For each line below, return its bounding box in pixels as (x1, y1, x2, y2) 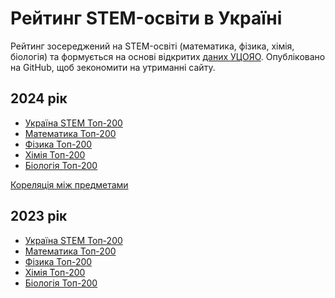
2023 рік (10, 208, 68, 225)
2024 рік (10, 90, 68, 107)
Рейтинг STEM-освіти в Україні (10, 7, 283, 30)
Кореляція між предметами (10, 178, 129, 191)
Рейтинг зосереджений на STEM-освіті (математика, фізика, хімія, (10, 40, 295, 52)
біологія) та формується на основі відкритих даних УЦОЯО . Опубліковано (10, 50, 326, 62)
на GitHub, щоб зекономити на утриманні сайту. (10, 61, 216, 73)
